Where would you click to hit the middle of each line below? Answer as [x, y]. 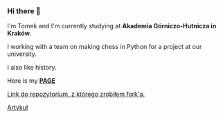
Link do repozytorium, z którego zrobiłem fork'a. [76, 94]
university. [22, 54]
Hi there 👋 [24, 11]
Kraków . [19, 33]
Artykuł [18, 108]
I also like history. [32, 68]
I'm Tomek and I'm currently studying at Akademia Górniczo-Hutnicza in [112, 26]
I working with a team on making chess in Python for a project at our [105, 47]
